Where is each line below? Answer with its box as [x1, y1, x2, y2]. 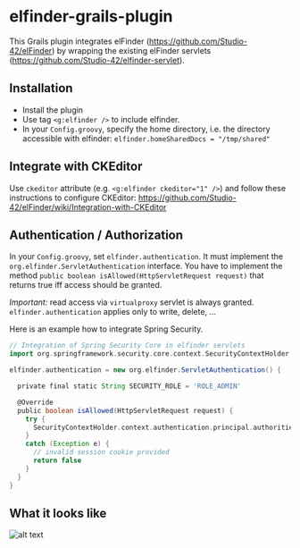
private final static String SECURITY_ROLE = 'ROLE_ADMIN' [17, 382, 242, 391]
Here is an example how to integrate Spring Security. [9, 324, 204, 334]
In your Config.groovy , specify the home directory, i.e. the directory [21, 123, 271, 134]
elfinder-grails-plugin [9, 6, 173, 27]
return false [32, 456, 82, 465]
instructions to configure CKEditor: [9, 192, 137, 203]
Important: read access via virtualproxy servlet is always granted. [9, 297, 254, 308]
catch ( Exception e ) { [25, 440, 110, 449]
